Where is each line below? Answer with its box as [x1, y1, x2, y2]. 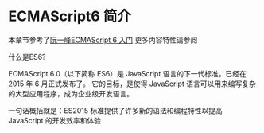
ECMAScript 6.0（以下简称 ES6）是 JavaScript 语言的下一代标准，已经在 [8, 68, 247, 78]
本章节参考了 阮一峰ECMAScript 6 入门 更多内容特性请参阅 [8, 35, 198, 45]
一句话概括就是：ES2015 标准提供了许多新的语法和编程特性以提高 [8, 105, 223, 115]
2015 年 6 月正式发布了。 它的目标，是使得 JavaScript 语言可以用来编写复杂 [8, 79, 256, 88]
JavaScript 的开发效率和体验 [8, 115, 102, 125]
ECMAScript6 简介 [8, 7, 131, 25]
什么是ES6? [8, 52, 46, 61]
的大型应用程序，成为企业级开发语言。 [8, 88, 134, 98]
